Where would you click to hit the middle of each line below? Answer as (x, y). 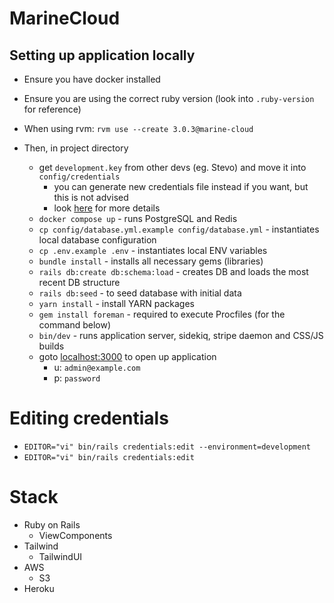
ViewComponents (75, 535)
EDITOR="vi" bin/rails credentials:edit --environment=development (167, 447)
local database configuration (97, 240)
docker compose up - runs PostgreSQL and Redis (138, 218)
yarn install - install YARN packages (116, 303)
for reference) (52, 109)
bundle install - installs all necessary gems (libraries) (151, 261)
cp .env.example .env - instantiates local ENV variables (153, 250)
